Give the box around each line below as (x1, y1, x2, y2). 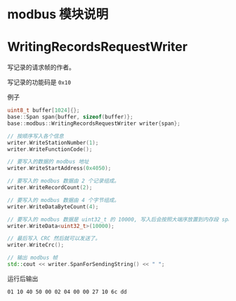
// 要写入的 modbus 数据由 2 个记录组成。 (7, 178, 119, 185)
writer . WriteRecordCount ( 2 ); (7, 184, 93, 191)
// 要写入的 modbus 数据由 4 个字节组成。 (7, 196, 119, 203)
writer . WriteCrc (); (7, 241, 65, 249)
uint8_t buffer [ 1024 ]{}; (7, 107, 80, 114)
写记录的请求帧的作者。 (7, 63, 75, 72)
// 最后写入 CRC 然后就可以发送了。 (7, 235, 100, 242)
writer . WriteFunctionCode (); (7, 145, 93, 153)
